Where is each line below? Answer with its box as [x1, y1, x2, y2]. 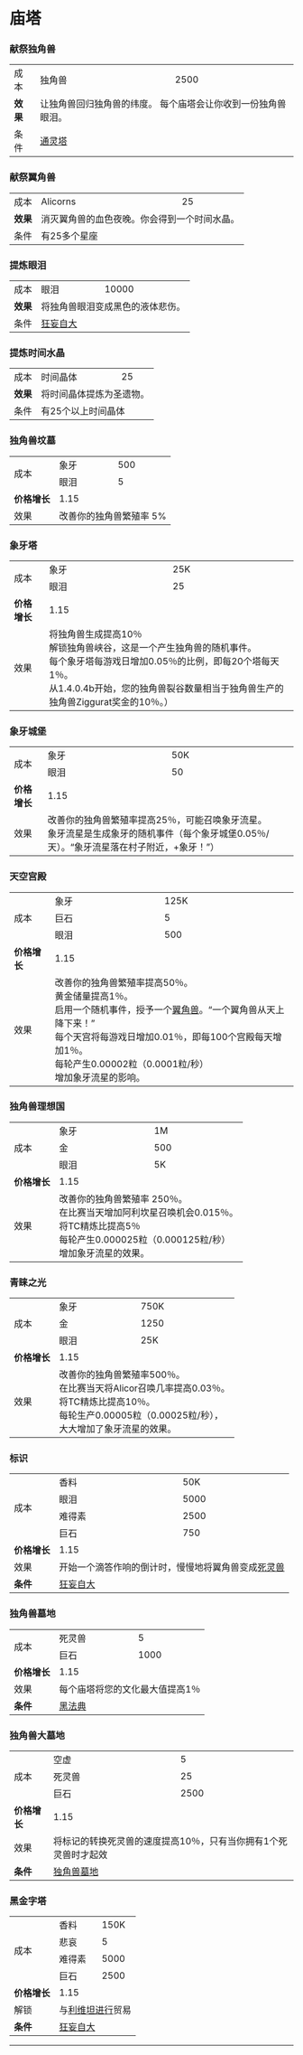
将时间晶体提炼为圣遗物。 [41, 388, 151, 400]
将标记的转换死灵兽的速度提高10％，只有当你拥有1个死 [52, 1835, 288, 1848]
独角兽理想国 [9, 1100, 66, 1112]
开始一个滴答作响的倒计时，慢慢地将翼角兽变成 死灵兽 [59, 1561, 286, 1573]
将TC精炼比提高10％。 [59, 1395, 156, 1408]
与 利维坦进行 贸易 [59, 2003, 133, 2016]
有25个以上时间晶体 [41, 405, 125, 418]
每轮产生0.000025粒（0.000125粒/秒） [59, 1233, 231, 1245]
